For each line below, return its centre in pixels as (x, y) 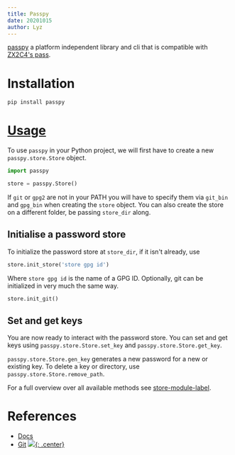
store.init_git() (33, 298)
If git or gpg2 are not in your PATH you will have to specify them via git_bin (118, 197)
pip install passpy (36, 102)
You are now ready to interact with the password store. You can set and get (117, 338)
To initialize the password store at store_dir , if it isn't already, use (104, 252)
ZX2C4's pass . (29, 55)
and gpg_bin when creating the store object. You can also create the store (115, 204)
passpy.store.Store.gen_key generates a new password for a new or (108, 359)
